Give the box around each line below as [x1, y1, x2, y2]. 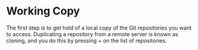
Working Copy [6, 4, 81, 18]
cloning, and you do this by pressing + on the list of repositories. [6, 37, 167, 44]
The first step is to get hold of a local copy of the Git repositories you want [6, 24, 192, 31]
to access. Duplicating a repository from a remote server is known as [6, 30, 179, 37]
